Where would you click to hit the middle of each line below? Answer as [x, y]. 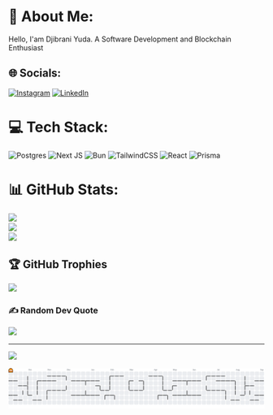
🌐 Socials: [35, 73]
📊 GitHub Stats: [64, 189]
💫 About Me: [51, 17]
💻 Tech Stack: [58, 127]
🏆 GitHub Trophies [58, 264]
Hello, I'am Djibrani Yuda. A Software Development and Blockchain [120, 39]
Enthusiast [26, 47]
